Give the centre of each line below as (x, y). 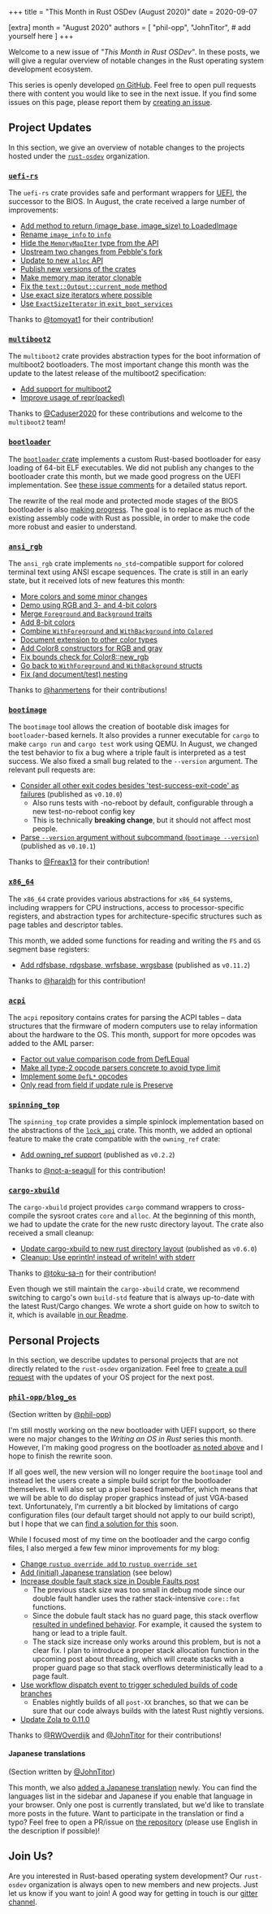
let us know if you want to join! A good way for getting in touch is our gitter (133, 1893)
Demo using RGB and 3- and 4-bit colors (89, 605)
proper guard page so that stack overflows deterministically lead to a (148, 1668)
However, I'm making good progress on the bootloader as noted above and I (136, 1447)
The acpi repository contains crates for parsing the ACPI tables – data (125, 1017)
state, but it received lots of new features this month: (97, 580)
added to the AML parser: (52, 1043)
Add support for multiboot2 (66, 389)
